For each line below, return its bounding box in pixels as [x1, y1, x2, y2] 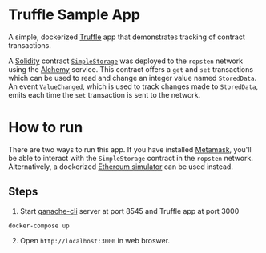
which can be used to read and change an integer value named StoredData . [8, 73, 257, 82]
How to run [8, 118, 83, 137]
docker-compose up [8, 222, 70, 230]
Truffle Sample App [8, 6, 140, 24]
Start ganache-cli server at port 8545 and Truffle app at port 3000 [19, 206, 240, 215]
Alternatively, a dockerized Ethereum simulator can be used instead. [8, 162, 234, 171]
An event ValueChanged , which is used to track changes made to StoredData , [8, 82, 259, 91]
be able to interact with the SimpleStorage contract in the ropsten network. [8, 153, 254, 163]
